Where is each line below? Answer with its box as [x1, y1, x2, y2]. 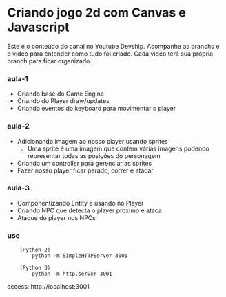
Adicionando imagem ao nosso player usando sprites [17, 137, 168, 145]
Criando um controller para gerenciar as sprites [17, 159, 152, 167]
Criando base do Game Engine [17, 89, 105, 98]
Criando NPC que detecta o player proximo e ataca [17, 206, 162, 214]
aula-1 [7, 74, 29, 83]
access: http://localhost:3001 [7, 283, 90, 291]
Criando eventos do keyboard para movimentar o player [17, 104, 176, 113]
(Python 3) [19, 265, 51, 272]
